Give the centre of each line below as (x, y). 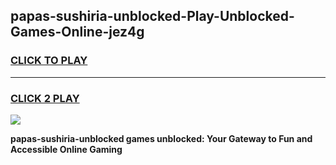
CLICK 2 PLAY (45, 98)
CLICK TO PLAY (49, 61)
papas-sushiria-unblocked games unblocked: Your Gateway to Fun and (161, 138)
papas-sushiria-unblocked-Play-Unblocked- (152, 16)
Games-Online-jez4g (77, 32)
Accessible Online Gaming (66, 149)
